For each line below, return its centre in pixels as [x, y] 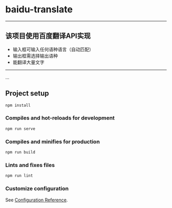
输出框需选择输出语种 [35, 55]
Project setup [27, 93]
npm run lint [19, 176]
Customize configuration [37, 188]
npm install [18, 105]
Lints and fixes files [30, 165]
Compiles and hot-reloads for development [60, 118]
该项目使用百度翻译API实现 [48, 36]
